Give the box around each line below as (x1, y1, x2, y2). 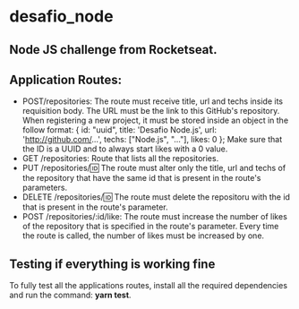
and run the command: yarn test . (9, 289, 132, 301)
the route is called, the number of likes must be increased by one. (21, 230, 265, 241)
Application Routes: (9, 72, 123, 87)
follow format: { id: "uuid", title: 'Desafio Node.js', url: (21, 124, 218, 135)
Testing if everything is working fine (9, 256, 216, 271)
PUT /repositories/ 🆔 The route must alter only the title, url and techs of (21, 163, 286, 174)
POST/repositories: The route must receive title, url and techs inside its (21, 96, 284, 107)
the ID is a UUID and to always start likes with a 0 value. (21, 143, 228, 154)
